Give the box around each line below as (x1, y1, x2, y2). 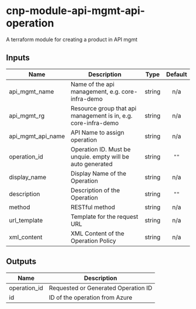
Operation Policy (71, 236, 117, 245)
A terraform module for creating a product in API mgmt (6, 36, 138, 43)
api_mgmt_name (9, 87, 54, 95)
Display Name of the (71, 169, 127, 177)
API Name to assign (71, 128, 124, 136)
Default (166, 70, 187, 78)
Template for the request (71, 212, 138, 221)
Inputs (6, 53, 30, 63)
